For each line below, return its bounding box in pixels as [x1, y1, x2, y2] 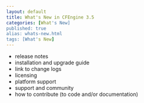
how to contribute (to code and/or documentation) [14, 90, 139, 98]
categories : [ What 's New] [6, 20, 70, 26]
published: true [6, 25, 46, 32]
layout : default [6, 8, 46, 15]
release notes [14, 53, 49, 60]
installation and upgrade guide [14, 59, 90, 66]
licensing [14, 72, 37, 79]
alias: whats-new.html [6, 31, 62, 37]
